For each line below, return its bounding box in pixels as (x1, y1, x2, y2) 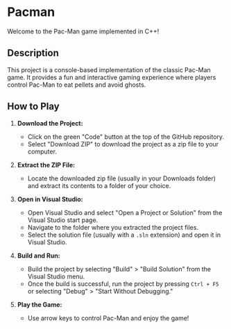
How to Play (7, 101, 60, 112)
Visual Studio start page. (27, 216, 99, 224)
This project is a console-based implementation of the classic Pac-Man (7, 65, 212, 74)
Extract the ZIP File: (17, 160, 76, 169)
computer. (27, 147, 58, 155)
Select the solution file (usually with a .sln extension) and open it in (27, 230, 221, 239)
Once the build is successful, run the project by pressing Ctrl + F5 (27, 279, 219, 288)
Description (7, 47, 59, 59)
